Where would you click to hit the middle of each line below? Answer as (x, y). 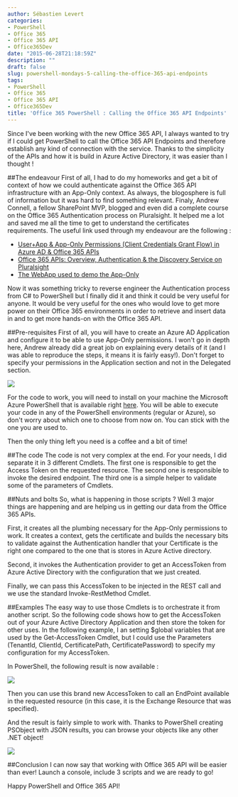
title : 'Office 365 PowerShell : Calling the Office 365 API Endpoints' (117, 113)
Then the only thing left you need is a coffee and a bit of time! (98, 441)
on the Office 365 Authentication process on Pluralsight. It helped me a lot (116, 215)
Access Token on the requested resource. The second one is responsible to (118, 470)
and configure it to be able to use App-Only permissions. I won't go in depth (119, 339)
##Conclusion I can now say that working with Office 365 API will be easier (117, 764)
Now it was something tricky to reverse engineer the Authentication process (119, 288)
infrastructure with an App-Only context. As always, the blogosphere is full (117, 192)
